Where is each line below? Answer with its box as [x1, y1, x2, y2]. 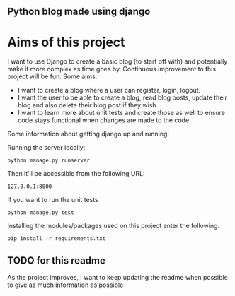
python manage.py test [7, 209, 74, 216]
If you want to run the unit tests [7, 196, 98, 204]
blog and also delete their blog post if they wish [17, 101, 157, 109]
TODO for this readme [7, 254, 106, 266]
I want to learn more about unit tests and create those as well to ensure [17, 109, 225, 117]
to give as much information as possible [7, 280, 124, 289]
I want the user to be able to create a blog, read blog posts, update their [17, 93, 228, 102]
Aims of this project [7, 34, 125, 50]
